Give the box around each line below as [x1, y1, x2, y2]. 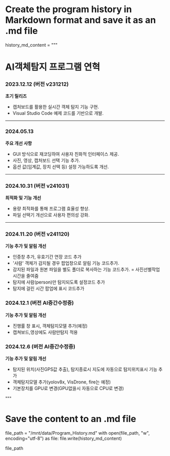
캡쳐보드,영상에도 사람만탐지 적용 [12, 329, 78, 335]
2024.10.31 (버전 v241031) [5, 182, 70, 189]
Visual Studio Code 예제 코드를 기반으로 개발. [12, 110, 104, 116]
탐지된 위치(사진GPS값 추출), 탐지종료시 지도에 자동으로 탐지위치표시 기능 [12, 366, 158, 372]
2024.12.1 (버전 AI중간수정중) [5, 299, 74, 306]
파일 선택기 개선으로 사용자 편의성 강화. [12, 212, 90, 218]
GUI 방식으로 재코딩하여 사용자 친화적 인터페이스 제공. [12, 151, 119, 157]
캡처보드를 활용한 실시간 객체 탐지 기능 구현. [12, 104, 100, 110]
